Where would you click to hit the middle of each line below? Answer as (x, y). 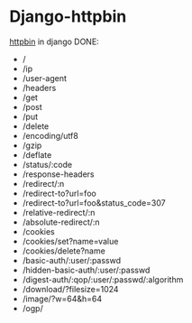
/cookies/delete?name (64, 251)
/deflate (37, 154)
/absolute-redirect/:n (61, 222)
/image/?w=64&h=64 (62, 299)
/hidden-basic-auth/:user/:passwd (86, 270)
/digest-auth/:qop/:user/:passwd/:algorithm (103, 279)
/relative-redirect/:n (59, 212)
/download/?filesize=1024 (70, 289)
